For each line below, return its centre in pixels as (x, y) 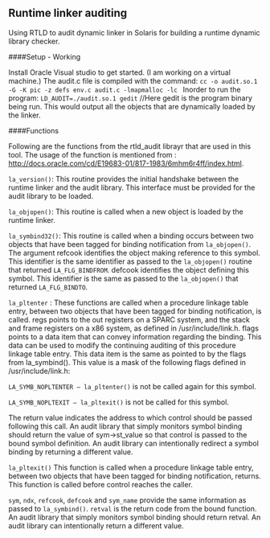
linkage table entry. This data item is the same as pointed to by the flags (127, 354)
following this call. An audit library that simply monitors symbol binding (125, 426)
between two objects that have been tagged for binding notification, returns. (135, 476)
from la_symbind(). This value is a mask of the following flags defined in (127, 362)
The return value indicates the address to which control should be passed (131, 417)
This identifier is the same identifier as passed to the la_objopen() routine (130, 261)
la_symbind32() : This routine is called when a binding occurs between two (131, 236)
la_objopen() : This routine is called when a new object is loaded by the (126, 212)
